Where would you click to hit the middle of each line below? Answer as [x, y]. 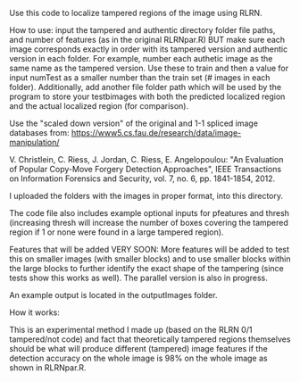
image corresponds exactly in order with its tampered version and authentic [149, 49]
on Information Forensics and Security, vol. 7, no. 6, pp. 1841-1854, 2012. [142, 179]
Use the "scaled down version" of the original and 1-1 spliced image [134, 123]
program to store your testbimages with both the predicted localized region [147, 96]
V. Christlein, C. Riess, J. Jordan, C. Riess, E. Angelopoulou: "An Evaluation [146, 159]
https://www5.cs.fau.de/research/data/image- [156, 133]
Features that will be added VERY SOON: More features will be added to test [150, 249]
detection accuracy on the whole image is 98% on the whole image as [138, 358]
